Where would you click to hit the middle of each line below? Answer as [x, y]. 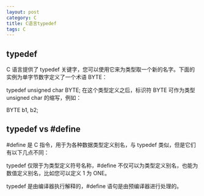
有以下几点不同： [28, 152]
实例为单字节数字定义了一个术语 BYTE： [57, 77]
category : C [21, 18]
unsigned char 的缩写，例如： [44, 98]
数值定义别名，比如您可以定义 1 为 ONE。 [58, 173]
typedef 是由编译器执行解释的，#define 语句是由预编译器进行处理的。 [94, 186]
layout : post [23, 12]
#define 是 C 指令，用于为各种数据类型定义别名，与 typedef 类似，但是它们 [101, 145]
